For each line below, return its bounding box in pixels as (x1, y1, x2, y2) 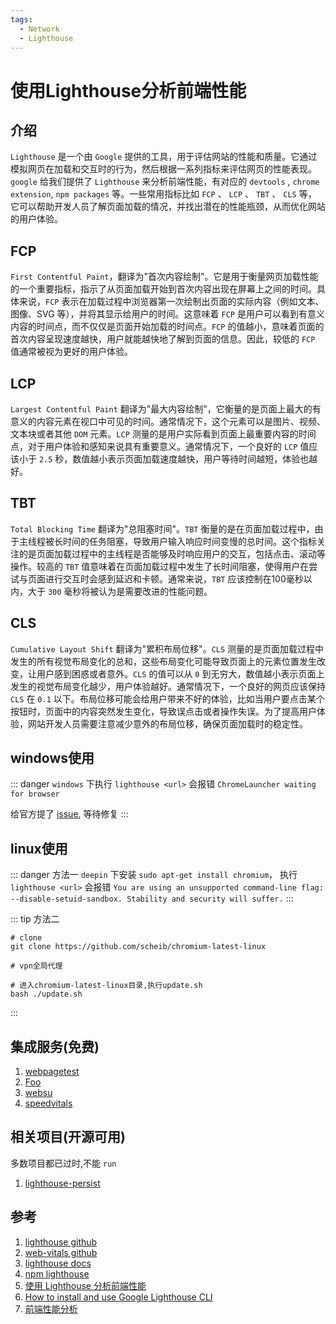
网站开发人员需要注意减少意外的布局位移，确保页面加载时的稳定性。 (27, 717, 308, 730)
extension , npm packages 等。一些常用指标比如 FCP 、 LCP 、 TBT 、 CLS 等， (10, 188, 317, 200)
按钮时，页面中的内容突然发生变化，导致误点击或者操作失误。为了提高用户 (10, 705, 317, 717)
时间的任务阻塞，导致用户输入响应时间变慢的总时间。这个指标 (62, 535, 317, 547)
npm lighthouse (24, 1267, 90, 1280)
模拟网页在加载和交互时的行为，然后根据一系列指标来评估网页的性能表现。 (10, 163, 317, 175)
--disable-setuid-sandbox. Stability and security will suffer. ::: (10, 892, 294, 905)
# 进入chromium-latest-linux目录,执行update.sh (10, 981, 203, 991)
